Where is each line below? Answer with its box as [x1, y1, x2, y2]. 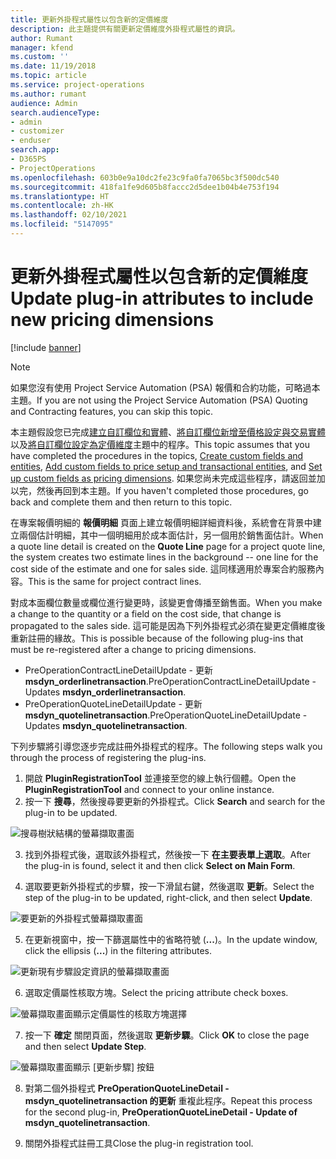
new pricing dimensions [10, 309, 215, 331]
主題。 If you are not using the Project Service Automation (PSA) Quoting [10, 394, 308, 406]
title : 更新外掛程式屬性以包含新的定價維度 [10, 14, 169, 25]
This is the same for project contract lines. [28, 575, 202, 587]
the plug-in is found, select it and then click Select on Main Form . [24, 859, 296, 871]
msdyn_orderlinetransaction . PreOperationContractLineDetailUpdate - [24, 675, 317, 687]
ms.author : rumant [10, 89, 87, 99]
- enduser [10, 136, 52, 146]
